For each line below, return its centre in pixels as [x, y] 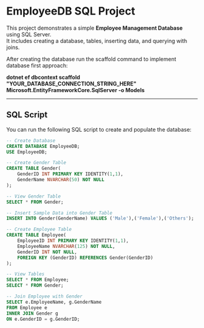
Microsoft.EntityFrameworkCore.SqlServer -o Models [76, 90]
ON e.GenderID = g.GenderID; [43, 319]
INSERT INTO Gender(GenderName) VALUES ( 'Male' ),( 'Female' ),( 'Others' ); [100, 219]
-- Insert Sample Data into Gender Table [59, 213]
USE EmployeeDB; [27, 152]
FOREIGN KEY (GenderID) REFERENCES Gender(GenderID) [85, 258]
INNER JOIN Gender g [32, 313]
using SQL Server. [29, 34]
